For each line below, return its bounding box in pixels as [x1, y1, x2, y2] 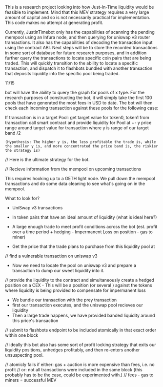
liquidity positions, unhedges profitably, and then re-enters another [5, 347, 140, 353]
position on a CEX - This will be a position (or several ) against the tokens [5, 283, 152, 288]
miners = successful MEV [5, 377, 57, 383]
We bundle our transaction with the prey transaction [12, 297, 117, 303]
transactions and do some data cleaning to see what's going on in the [5, 181, 145, 186]
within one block [5, 332, 39, 338]
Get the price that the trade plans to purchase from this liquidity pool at [12, 244, 155, 249]
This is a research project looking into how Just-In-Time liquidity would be [5, 4, 154, 10]
